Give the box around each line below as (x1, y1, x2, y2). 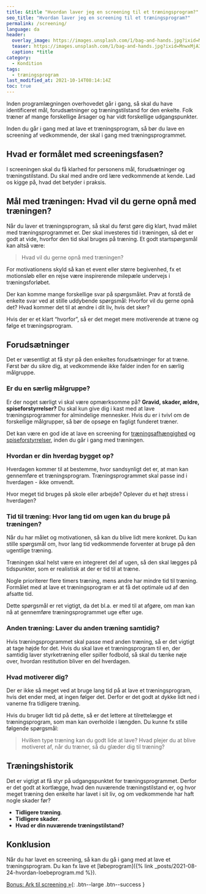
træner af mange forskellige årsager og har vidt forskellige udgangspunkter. (6, 113, 198, 120)
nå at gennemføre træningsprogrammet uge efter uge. (6, 609, 143, 616)
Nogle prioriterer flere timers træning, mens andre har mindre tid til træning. (6, 577, 198, 585)
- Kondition (12, 60, 43, 66)
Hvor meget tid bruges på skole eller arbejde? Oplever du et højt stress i (6, 490, 188, 498)
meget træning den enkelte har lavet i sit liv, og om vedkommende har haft (6, 790, 194, 798)
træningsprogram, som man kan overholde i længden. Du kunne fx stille (6, 718, 188, 725)
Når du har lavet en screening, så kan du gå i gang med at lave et (6, 855, 171, 863)
